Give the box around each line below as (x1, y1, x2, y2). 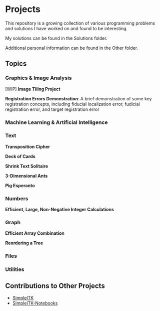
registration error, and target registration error (5, 106, 99, 112)
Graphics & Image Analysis (5, 74, 72, 81)
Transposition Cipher (5, 143, 50, 149)
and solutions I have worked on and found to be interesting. (5, 25, 128, 31)
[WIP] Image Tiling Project (5, 86, 61, 92)
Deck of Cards (5, 153, 36, 159)
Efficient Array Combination (5, 230, 65, 236)
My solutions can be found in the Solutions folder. (5, 35, 107, 41)
